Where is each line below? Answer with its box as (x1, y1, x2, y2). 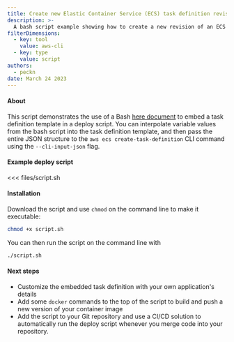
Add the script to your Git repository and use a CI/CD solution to (17, 312, 201, 320)
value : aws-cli (19, 43, 64, 50)
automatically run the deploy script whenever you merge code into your (17, 319, 223, 328)
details (17, 290, 37, 298)
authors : (7, 62, 33, 69)
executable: (7, 212, 41, 221)
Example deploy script (7, 158, 74, 166)
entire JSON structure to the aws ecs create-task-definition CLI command (7, 134, 225, 143)
